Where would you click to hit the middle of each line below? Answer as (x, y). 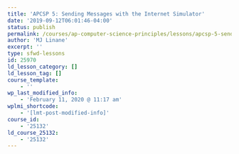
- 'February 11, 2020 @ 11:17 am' (71, 100)
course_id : (23, 119)
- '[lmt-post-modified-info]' (65, 113)
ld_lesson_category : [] (43, 67)
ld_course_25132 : (33, 133)
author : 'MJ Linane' (38, 40)
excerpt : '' (25, 47)
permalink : (23, 34)
